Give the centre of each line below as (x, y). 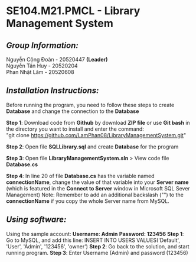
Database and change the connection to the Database (73, 111)
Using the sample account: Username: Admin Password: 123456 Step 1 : (95, 234)
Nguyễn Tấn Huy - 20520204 (42, 66)
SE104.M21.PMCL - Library (73, 11)
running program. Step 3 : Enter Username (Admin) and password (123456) (97, 253)
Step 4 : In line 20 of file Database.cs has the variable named (80, 176)
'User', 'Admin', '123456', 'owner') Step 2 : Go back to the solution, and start (98, 246)
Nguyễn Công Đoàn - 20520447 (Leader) (57, 59)
